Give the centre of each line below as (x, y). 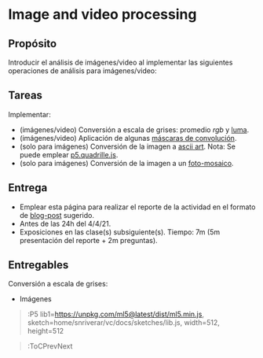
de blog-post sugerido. (57, 215)
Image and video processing (102, 15)
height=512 (46, 331)
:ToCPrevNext (50, 346)
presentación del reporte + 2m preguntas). (89, 240)
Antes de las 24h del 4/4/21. (65, 223)
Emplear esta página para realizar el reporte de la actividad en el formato (137, 207)
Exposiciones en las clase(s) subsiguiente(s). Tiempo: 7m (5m (120, 232)
